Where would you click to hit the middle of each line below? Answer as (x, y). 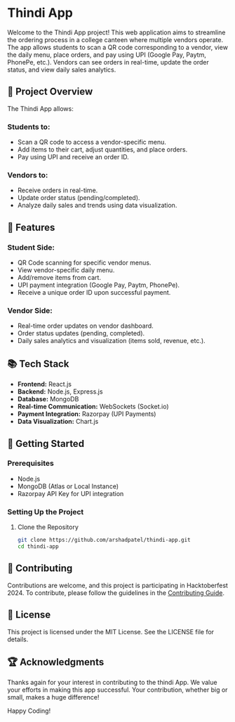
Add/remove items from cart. (59, 278)
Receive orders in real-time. (58, 190)
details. (18, 639)
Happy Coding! (29, 711)
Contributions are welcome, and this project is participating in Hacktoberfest (117, 585)
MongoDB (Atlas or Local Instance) (68, 486)
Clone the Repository (48, 527)
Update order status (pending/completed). (79, 198)
